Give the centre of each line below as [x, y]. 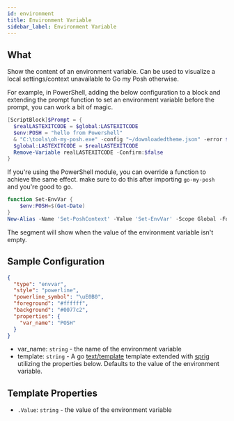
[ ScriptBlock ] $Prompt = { [45, 120]
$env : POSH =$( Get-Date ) [53, 206]
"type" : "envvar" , [40, 284]
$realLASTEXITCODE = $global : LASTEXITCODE [76, 127]
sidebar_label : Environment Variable [62, 26]
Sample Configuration [56, 262]
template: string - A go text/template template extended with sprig [114, 356]
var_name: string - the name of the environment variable [100, 349]
